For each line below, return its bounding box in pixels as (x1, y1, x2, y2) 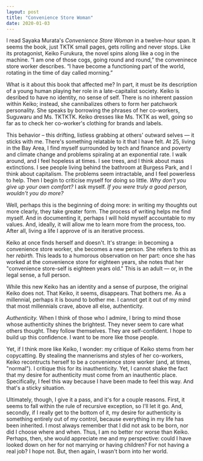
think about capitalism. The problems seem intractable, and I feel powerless (6, 170, 196, 178)
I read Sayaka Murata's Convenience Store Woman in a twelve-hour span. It (6, 37, 196, 44)
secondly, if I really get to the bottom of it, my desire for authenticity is (6, 409, 182, 417)
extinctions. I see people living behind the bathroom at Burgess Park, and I (6, 164, 192, 171)
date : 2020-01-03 (6, 20, 50, 26)
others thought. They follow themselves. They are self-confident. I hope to (6, 327, 192, 334)
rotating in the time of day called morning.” (6, 69, 113, 77)
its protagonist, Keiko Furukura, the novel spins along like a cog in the (6, 50, 180, 57)
